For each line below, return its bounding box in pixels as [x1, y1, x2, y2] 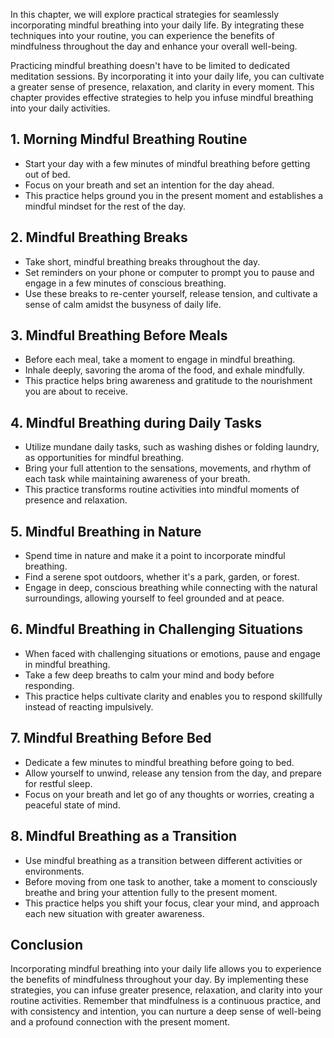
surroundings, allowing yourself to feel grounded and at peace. [24, 592, 285, 604]
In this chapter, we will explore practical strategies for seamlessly [10, 9, 280, 20]
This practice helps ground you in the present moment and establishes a [24, 189, 324, 201]
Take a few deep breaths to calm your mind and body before [24, 669, 275, 681]
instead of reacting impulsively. [24, 700, 154, 713]
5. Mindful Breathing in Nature [10, 523, 202, 540]
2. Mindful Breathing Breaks [10, 229, 188, 246]
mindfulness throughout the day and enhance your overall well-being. [10, 40, 298, 52]
